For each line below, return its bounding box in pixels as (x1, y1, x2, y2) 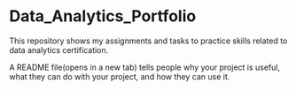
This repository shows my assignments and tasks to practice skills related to (9, 35, 288, 46)
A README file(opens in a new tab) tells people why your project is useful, (9, 62, 281, 72)
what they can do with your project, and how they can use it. (9, 71, 230, 81)
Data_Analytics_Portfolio (9, 6, 197, 27)
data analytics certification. (9, 44, 109, 55)
